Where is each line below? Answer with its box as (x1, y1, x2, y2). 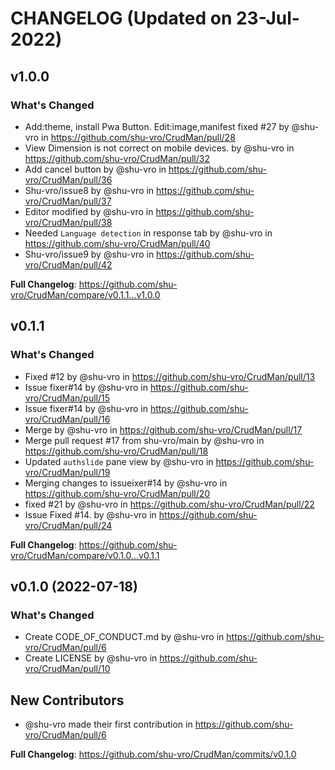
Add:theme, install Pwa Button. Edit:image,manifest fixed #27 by (24, 120, 290, 132)
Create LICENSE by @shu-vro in (24, 652, 158, 664)
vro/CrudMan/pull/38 (24, 216, 113, 228)
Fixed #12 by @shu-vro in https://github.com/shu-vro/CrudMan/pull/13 (24, 370, 316, 382)
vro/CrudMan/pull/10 (24, 663, 111, 675)
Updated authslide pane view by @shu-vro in (24, 455, 214, 467)
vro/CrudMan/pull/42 (24, 258, 113, 271)
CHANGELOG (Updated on (10, 7, 233, 30)
